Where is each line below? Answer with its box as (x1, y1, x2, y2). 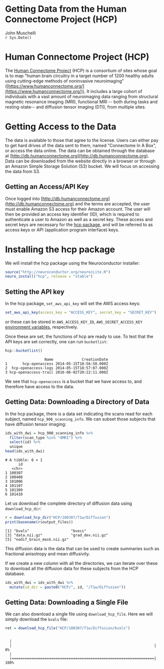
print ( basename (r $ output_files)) (5, 519, 73, 524)
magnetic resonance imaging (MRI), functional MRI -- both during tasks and (5, 99, 158, 105)
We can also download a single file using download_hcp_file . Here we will (5, 611, 153, 617)
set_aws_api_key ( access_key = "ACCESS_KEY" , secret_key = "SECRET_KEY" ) (5, 310, 157, 315)
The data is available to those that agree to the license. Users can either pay (5, 137, 159, 143)
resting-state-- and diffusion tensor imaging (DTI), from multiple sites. (5, 104, 146, 110)
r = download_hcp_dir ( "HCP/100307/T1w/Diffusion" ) (5, 515, 111, 520)
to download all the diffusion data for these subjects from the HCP (5, 565, 139, 571)
